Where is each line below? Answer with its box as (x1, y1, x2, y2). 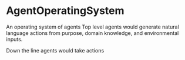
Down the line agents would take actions (6, 47, 105, 54)
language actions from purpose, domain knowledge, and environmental (6, 29, 179, 36)
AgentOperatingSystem (6, 4, 125, 17)
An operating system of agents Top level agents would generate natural (6, 23, 179, 30)
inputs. (6, 36, 23, 43)
